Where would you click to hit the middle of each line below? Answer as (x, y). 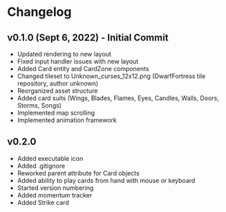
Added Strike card (43, 202)
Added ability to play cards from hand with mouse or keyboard (106, 180)
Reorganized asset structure (57, 91)
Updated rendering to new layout (64, 54)
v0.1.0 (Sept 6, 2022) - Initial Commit (88, 38)
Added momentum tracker (55, 195)
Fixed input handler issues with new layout (78, 61)
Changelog (39, 12)
